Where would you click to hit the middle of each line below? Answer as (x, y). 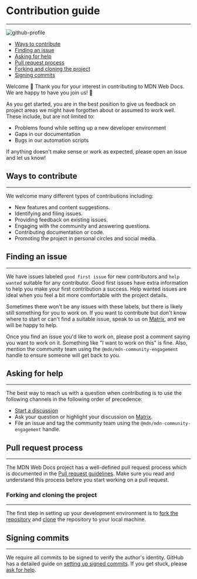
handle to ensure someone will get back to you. (63, 355)
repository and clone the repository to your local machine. (76, 519)
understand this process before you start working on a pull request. (87, 480)
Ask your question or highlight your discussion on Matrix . (84, 417)
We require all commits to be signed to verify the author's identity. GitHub (95, 557)
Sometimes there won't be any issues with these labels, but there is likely (94, 306)
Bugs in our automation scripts (52, 140)
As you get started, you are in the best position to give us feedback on (91, 104)
